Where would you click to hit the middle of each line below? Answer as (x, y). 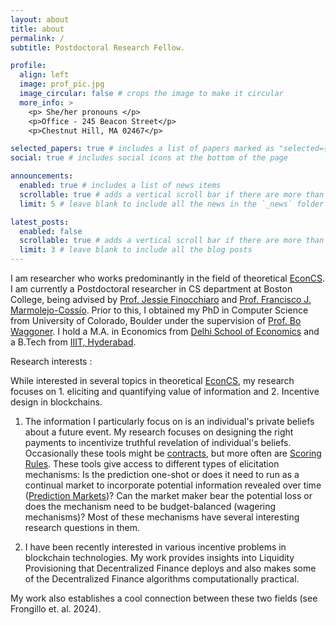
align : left (44, 75)
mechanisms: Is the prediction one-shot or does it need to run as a (162, 474)
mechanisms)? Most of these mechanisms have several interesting (162, 517)
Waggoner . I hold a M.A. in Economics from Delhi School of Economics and (165, 331)
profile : (28, 66)
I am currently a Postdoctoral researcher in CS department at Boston (151, 289)
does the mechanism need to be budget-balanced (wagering (150, 506)
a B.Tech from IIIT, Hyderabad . (73, 342)
